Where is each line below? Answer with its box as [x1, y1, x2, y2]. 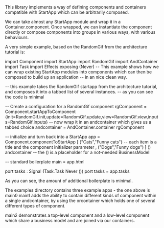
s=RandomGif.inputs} [5, 119, 48, 125]
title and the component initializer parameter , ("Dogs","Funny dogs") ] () [5, 144, 151, 150]
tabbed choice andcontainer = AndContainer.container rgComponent [5, 124, 144, 130]
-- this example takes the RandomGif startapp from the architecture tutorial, [5, 84, 158, 90]
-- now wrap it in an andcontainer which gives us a [48, 119, 152, 125]
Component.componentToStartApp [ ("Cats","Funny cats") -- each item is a [5, 139, 157, 145]
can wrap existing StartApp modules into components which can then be [5, 69, 152, 75]
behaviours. [5, 34, 29, 40]
